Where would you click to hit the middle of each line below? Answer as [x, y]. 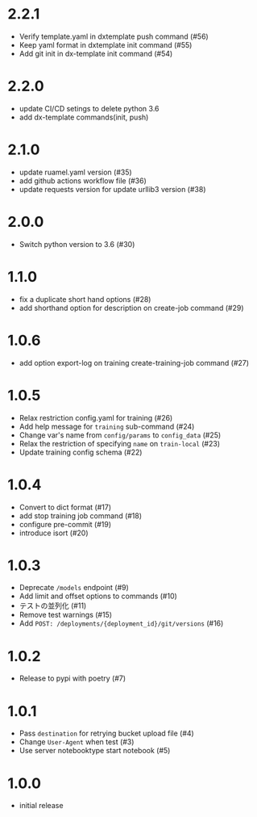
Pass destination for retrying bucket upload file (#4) [106, 733]
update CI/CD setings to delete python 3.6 [89, 108]
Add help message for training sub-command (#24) [107, 426]
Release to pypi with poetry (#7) [73, 678]
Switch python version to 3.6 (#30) [77, 244]
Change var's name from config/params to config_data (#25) [120, 435]
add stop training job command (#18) [81, 515]
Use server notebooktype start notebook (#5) [95, 751]
